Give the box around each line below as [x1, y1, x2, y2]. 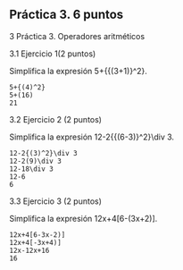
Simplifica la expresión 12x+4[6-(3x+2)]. [9, 213, 158, 224]
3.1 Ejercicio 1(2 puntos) [9, 48, 96, 59]
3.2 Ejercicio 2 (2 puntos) [9, 114, 103, 124]
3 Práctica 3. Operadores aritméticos [9, 30, 146, 41]
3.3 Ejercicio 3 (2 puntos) [9, 196, 103, 207]
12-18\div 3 [9, 165, 54, 173]
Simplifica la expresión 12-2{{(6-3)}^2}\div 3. [9, 131, 175, 142]
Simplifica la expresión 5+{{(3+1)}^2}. [9, 65, 147, 76]
